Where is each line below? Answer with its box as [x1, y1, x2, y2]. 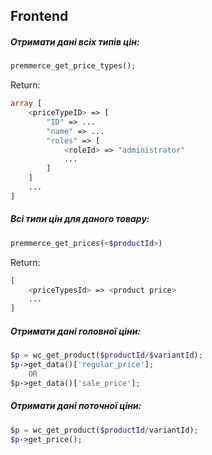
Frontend [10, 8, 69, 25]
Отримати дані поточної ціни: [10, 400, 142, 412]
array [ [10, 99, 43, 109]
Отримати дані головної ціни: [10, 325, 142, 337]
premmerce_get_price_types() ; [10, 61, 137, 71]
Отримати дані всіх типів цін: [10, 35, 140, 48]
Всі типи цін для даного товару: [10, 213, 150, 225]
